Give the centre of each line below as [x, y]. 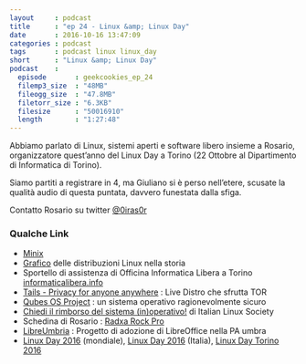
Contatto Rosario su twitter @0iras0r [79, 210]
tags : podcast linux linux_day [83, 52]
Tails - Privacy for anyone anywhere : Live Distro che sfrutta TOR [145, 292]
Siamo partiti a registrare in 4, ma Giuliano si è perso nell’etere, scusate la [148, 182]
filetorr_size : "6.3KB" [65, 103]
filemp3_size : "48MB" [63, 86]
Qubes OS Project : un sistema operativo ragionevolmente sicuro [144, 302]
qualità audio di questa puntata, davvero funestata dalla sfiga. [126, 192]
